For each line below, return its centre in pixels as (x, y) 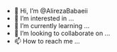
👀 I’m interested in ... (44, 18)
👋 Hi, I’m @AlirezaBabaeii (51, 11)
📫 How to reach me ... (47, 41)
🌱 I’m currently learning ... (52, 26)
